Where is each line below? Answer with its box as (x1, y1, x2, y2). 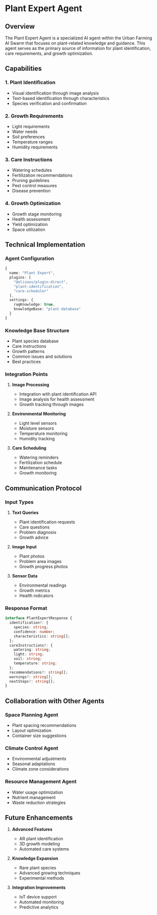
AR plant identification (19, 836, 64, 842)
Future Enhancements (5, 814, 73, 822)
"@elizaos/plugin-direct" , (14, 279, 68, 284)
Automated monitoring (19, 899, 64, 905)
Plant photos (19, 553, 45, 559)
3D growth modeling (19, 841, 60, 847)
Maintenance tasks (19, 465, 57, 471)
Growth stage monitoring (12, 211, 62, 217)
